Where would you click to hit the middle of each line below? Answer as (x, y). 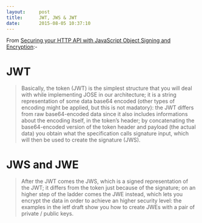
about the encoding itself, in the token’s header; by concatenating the (108, 121)
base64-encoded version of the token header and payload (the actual (108, 127)
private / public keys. (47, 214)
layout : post (28, 12)
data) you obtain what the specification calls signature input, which (105, 134)
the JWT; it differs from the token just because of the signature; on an (108, 188)
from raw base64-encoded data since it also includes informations (104, 114)
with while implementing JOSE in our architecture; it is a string (99, 95)
